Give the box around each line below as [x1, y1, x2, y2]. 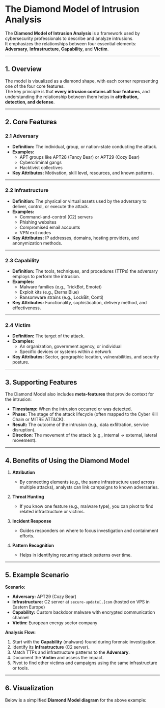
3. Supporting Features [5, 378, 77, 387]
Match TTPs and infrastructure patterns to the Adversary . [12, 649, 130, 655]
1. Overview [5, 65, 42, 73]
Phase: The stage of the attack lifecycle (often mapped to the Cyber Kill [12, 411, 158, 417]
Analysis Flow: [5, 629, 36, 635]
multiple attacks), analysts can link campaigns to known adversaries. [19, 484, 159, 490]
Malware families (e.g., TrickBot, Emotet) [19, 284, 102, 290]
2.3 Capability [5, 257, 40, 264]
